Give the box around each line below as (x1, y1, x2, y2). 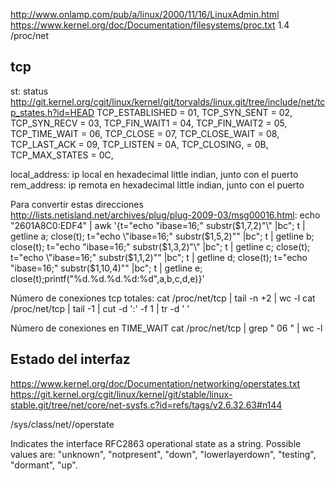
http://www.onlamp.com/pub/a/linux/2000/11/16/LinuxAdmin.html (10, 9, 280, 20)
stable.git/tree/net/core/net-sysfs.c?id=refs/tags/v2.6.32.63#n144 (10, 399, 283, 411)
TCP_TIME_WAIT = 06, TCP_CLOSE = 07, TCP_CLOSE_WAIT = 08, (10, 127, 280, 139)
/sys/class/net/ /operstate (10, 418, 115, 430)
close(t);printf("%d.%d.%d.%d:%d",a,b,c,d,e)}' (10, 272, 205, 284)
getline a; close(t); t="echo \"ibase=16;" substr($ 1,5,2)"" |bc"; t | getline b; (10, 230, 315, 242)
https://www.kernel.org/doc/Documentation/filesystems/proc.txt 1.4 (10, 19, 290, 31)
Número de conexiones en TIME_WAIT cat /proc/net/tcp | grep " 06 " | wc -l (10, 322, 323, 334)
